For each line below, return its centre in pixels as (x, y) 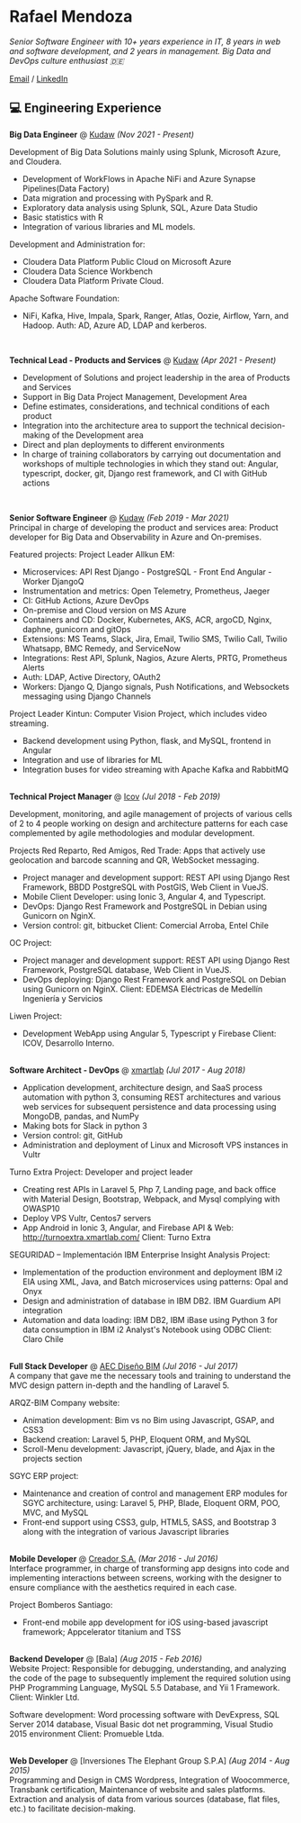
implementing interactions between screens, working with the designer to (146, 1577)
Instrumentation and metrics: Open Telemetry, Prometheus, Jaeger (146, 591)
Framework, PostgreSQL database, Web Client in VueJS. (127, 969)
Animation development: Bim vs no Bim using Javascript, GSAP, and (148, 1419)
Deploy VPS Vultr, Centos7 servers (87, 1218)
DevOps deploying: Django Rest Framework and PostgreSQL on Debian (154, 979)
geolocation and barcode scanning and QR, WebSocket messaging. (134, 860)
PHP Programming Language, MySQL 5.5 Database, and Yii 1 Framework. (145, 1687)
